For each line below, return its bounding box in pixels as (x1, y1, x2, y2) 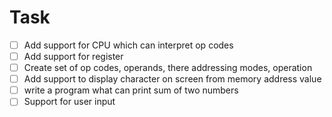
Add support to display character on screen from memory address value (23, 73, 322, 85)
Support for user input (23, 96, 116, 108)
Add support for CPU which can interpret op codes (23, 39, 234, 51)
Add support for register (23, 51, 124, 62)
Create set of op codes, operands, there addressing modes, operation (23, 62, 313, 74)
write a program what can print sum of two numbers (23, 84, 239, 96)
